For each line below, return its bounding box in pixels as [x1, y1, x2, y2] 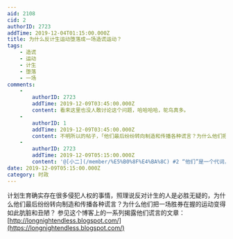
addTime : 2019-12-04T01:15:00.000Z [7, 29, 110, 37]
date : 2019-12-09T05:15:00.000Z [7, 164, 101, 172]
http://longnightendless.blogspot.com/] [9, 216, 121, 224]
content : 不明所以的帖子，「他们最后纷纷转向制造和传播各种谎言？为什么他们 [32, 132, 223, 139]
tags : [7, 42, 23, 49]
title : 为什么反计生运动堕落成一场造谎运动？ [7, 36, 123, 43]
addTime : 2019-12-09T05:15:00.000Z [32, 152, 135, 159]
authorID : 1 [32, 119, 67, 127]
